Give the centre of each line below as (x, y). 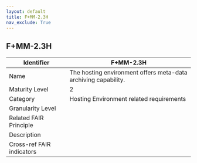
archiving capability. (97, 80)
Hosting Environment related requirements (128, 99)
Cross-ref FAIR (30, 144)
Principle (21, 125)
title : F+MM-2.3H (27, 17)
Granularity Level (33, 108)
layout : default (26, 11)
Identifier (36, 63)
